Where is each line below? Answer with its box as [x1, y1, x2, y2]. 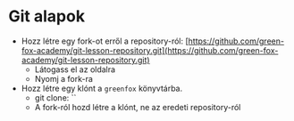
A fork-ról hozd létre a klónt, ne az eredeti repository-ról [34, 101, 241, 112]
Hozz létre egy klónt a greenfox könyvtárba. [21, 83, 183, 93]
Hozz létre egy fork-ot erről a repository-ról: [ [21, 36, 189, 46]
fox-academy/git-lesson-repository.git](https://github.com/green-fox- [21, 44, 279, 55]
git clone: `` [34, 92, 77, 103]
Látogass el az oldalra [34, 64, 116, 75]
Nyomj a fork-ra [34, 73, 93, 84]
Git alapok [8, 6, 86, 27]
